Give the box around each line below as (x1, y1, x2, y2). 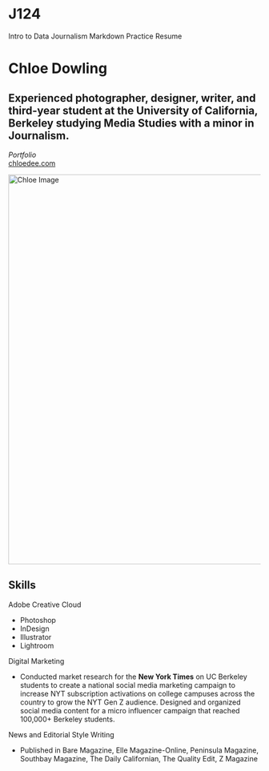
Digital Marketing (8, 656, 65, 665)
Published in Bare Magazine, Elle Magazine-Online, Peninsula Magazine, (19, 745, 259, 755)
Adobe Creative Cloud (8, 600, 82, 609)
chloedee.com (8, 158, 56, 168)
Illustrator (19, 632, 52, 641)
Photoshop (19, 615, 56, 624)
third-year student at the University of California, (8, 103, 259, 117)
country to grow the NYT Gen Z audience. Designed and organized (19, 697, 242, 707)
